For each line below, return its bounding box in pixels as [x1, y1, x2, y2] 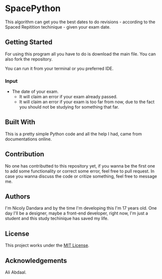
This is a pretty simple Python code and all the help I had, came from [5, 131, 142, 137]
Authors [5, 192, 30, 201]
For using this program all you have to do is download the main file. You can [5, 51, 156, 57]
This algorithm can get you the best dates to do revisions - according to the [5, 19, 156, 25]
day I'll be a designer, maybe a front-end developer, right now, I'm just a [5, 210, 148, 216]
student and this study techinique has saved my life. [5, 216, 109, 221]
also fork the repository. [5, 56, 53, 62]
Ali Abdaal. [5, 269, 27, 275]
